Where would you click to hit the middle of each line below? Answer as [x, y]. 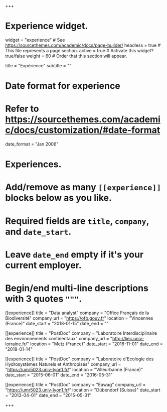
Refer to [22, 109]
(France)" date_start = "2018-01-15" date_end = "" [57, 323]
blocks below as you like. [58, 198]
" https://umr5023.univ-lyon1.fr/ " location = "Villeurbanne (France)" [74, 369]
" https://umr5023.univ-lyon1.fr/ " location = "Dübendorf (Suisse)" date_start [83, 390]
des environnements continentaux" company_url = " [59, 338]
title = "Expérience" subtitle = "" [38, 65]
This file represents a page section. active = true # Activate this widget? [79, 50]
